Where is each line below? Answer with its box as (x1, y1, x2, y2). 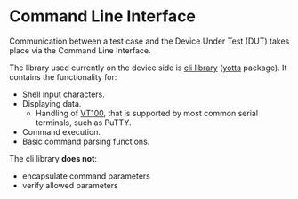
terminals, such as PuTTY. (35, 117, 132, 128)
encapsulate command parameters (21, 171, 151, 181)
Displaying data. (21, 98, 82, 108)
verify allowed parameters (21, 179, 118, 190)
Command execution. (21, 126, 101, 137)
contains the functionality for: (9, 71, 117, 82)
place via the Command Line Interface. (9, 44, 151, 55)
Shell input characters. (21, 89, 105, 99)
